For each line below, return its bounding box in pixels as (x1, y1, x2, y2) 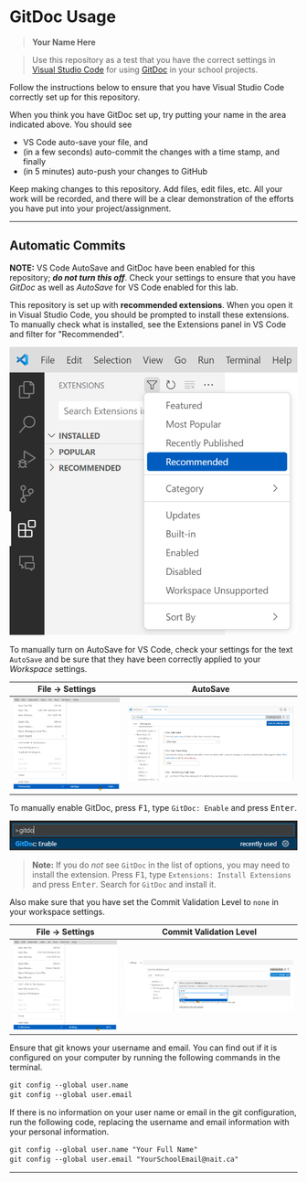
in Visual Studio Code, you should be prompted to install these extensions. (9, 309, 290, 320)
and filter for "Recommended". (9, 328, 125, 339)
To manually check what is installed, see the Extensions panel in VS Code (9, 318, 286, 330)
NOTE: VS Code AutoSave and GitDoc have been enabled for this (9, 262, 256, 273)
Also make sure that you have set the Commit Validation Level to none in (9, 896, 279, 907)
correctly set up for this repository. (9, 91, 141, 102)
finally (22, 155, 47, 166)
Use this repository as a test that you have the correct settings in (31, 54, 276, 65)
